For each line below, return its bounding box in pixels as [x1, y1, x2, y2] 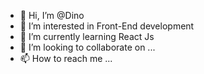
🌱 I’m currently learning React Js [19, 31, 155, 42]
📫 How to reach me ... [19, 53, 113, 64]
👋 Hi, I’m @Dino [19, 10, 85, 21]
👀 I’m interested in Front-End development [19, 20, 195, 32]
